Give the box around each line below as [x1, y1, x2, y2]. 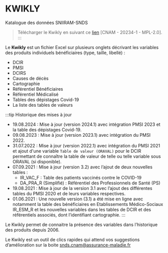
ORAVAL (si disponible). [12, 158, 62, 164]
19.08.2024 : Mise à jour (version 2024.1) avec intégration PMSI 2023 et [12, 121, 160, 127]
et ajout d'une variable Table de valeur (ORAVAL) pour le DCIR [12, 148, 141, 154]
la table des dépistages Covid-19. [12, 126, 82, 133]
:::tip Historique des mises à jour [5, 111, 72, 118]
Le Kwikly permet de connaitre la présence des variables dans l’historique [5, 221, 158, 227]
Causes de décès [12, 75, 49, 81]
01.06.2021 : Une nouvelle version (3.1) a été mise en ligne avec [12, 196, 143, 202]
